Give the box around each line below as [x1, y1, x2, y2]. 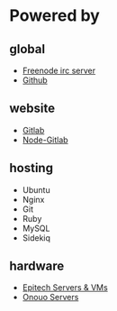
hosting [9, 160, 54, 176]
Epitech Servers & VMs [22, 282, 108, 293]
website [9, 101, 56, 116]
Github [22, 75, 48, 86]
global [9, 41, 46, 57]
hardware [9, 259, 65, 274]
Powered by [9, 5, 101, 26]
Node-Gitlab [22, 134, 69, 145]
